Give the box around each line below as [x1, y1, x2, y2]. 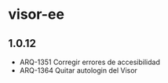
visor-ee [8, 5, 65, 23]
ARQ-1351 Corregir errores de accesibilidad [19, 57, 161, 67]
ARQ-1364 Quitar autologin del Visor [19, 66, 137, 75]
